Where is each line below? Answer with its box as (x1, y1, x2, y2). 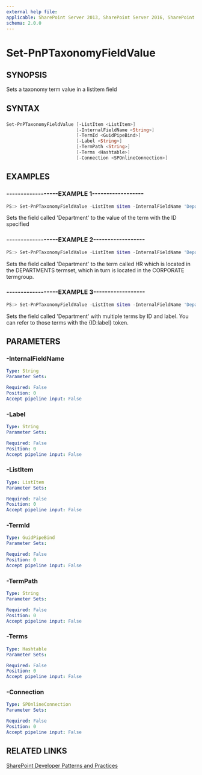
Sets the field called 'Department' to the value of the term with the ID (6, 214, 177, 222)
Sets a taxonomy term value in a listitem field (6, 86, 117, 93)
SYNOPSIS (6, 70, 47, 80)
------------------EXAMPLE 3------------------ (6, 288, 145, 296)
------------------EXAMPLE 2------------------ (6, 235, 145, 244)
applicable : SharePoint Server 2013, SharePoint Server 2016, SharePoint (6, 14, 195, 20)
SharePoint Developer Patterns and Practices (6, 762, 118, 769)
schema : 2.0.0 (6, 20, 42, 26)
